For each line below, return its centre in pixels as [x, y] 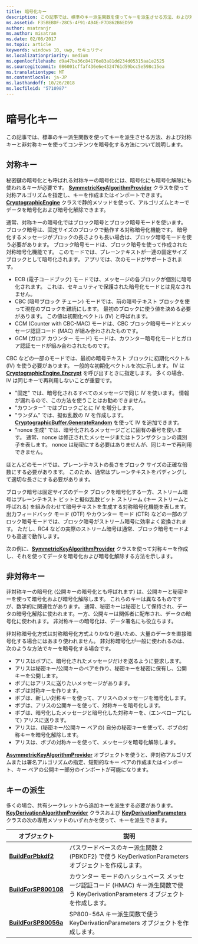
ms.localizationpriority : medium [47, 56]
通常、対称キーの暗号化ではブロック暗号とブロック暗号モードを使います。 [96, 222]
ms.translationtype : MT [35, 72]
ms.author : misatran [32, 34]
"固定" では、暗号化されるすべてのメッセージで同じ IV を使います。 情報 [102, 393]
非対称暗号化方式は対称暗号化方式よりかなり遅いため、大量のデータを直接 [96, 634]
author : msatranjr [29, 28]
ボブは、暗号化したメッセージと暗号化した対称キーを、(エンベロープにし [103, 713]
